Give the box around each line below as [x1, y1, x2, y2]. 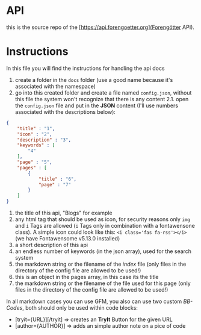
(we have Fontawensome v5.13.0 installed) [14, 235, 120, 242]
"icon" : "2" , [17, 131, 52, 137]
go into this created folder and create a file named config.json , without [14, 89, 192, 96]
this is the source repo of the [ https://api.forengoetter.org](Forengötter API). [6, 23, 194, 31]
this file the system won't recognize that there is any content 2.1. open [14, 95, 189, 102]
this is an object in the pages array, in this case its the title [14, 274, 159, 280]
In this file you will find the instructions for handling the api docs [6, 64, 165, 72]
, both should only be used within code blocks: [22, 304, 138, 311]
